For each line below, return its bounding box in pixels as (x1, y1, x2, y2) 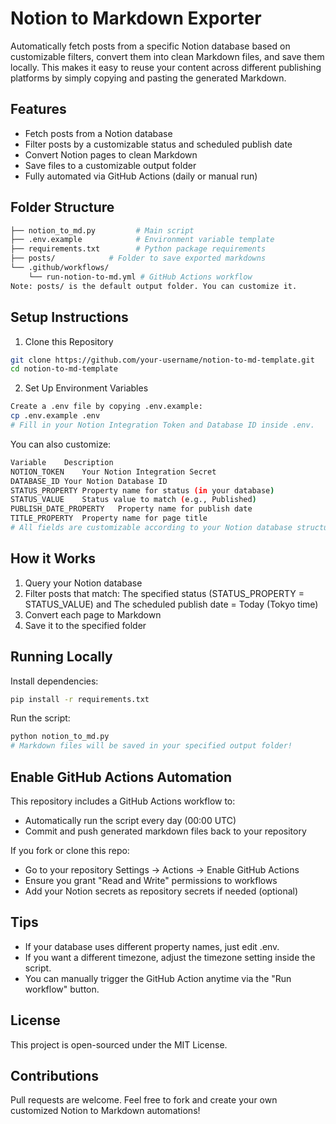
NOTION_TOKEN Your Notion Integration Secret (10, 467, 217, 477)
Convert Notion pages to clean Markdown (24, 148, 198, 161)
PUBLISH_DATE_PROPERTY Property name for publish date (10, 504, 253, 514)
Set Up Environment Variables (24, 382, 149, 394)
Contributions (10, 1067, 99, 1084)
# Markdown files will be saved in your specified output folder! (10, 741, 293, 751)
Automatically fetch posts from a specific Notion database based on (10, 40, 291, 52)
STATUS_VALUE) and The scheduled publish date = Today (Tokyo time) (24, 598, 319, 610)
